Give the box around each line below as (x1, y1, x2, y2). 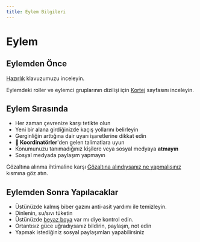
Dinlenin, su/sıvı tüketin (14, 209, 73, 217)
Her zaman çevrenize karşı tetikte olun (14, 120, 111, 127)
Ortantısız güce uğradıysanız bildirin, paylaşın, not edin (14, 222, 152, 229)
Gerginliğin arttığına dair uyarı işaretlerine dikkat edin (14, 132, 146, 140)
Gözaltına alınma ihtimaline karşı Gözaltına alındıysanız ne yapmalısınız (6, 163, 182, 170)
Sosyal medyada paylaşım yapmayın (14, 152, 105, 159)
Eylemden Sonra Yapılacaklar (6, 187, 119, 197)
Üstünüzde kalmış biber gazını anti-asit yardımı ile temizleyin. (14, 203, 167, 211)
